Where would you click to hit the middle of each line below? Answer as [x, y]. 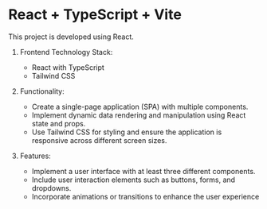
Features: [35, 156]
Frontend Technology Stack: [66, 52]
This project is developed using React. [71, 37]
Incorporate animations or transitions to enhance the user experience [145, 196]
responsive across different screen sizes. [99, 140]
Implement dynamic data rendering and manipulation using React [139, 115]
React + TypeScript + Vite [95, 15]
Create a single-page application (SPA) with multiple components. [140, 106]
